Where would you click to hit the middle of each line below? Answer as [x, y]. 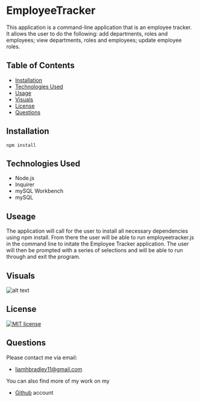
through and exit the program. [43, 257]
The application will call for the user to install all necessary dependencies [97, 231]
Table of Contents [41, 66]
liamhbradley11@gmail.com [48, 369]
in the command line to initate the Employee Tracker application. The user [98, 244]
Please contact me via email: [42, 357]
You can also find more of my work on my [58, 381]
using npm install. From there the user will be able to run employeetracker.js [100, 238]
